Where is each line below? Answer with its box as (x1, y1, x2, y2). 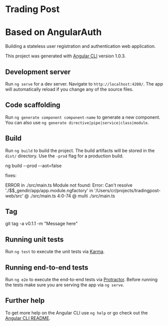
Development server (5, 67, 71, 76)
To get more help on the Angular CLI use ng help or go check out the (5, 309, 148, 315)
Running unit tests (5, 235, 64, 243)
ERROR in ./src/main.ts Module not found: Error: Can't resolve (5, 182, 133, 188)
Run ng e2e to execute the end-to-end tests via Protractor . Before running (5, 277, 158, 282)
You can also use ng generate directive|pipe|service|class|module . (5, 119, 149, 125)
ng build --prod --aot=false (5, 162, 62, 169)
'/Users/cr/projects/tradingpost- (94, 187, 161, 193)
